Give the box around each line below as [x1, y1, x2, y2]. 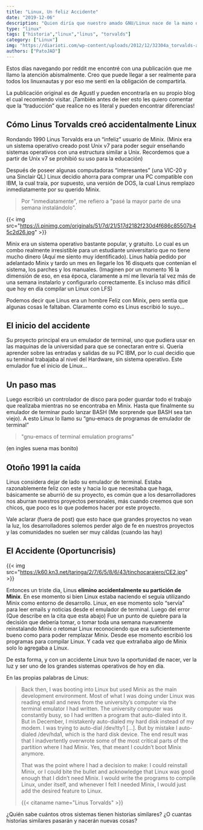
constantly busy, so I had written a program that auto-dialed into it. [21, 711, 187, 718]
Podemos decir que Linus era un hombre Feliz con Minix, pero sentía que [6, 296, 188, 304]
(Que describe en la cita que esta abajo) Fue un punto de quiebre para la [6, 612, 187, 619]
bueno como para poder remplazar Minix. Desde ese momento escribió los [6, 631, 193, 639]
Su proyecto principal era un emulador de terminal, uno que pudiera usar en [6, 336, 195, 344]
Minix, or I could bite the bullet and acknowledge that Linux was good [21, 768, 195, 775]
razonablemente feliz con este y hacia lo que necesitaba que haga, [6, 485, 173, 492]
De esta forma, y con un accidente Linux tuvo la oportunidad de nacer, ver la [6, 656, 197, 663]
